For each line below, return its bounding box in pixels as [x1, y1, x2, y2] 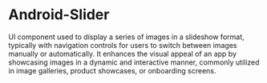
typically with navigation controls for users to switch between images [8, 40, 237, 49]
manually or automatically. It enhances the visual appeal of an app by [8, 49, 237, 58]
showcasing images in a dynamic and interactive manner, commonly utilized [8, 57, 260, 67]
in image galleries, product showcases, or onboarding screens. [8, 65, 216, 75]
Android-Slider [8, 6, 110, 24]
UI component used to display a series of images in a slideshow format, [8, 32, 245, 41]
